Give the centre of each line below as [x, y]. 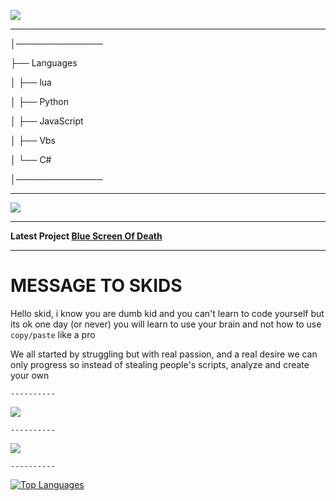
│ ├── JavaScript [47, 121]
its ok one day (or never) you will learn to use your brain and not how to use [166, 324]
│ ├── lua [31, 82]
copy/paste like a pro [53, 334]
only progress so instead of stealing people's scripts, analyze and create [160, 364]
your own [30, 375]
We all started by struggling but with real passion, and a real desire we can [164, 354]
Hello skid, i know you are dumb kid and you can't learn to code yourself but [167, 313]
